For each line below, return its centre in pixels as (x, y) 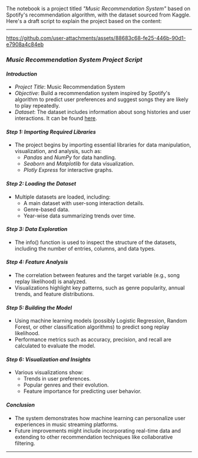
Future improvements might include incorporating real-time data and (98, 430)
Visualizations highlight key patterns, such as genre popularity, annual (100, 288)
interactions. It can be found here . (56, 118)
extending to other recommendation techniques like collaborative (94, 437)
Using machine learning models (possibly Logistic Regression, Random (101, 321)
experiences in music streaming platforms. (66, 424)
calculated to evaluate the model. (55, 346)
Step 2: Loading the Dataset (41, 183)
